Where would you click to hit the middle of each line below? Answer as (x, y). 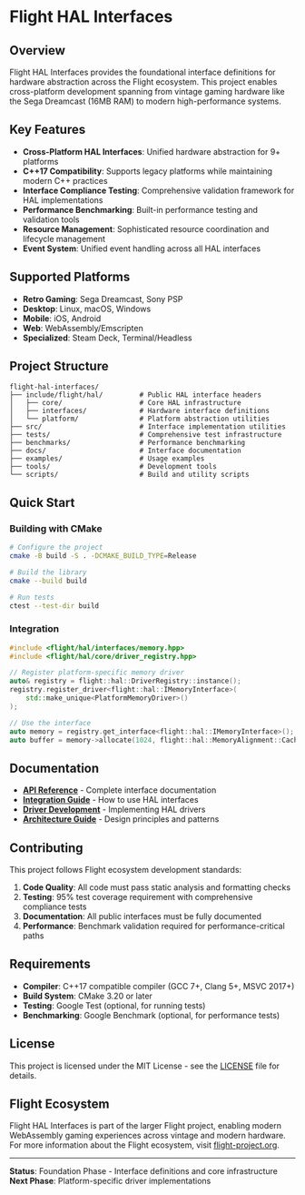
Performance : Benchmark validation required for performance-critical (154, 927)
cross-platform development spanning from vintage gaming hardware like (148, 91)
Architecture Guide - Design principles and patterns (121, 819)
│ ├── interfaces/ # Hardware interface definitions (140, 411)
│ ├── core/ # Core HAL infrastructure (126, 403)
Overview (38, 51)
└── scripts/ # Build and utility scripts (129, 475)
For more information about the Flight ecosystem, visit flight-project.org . (144, 1145)
